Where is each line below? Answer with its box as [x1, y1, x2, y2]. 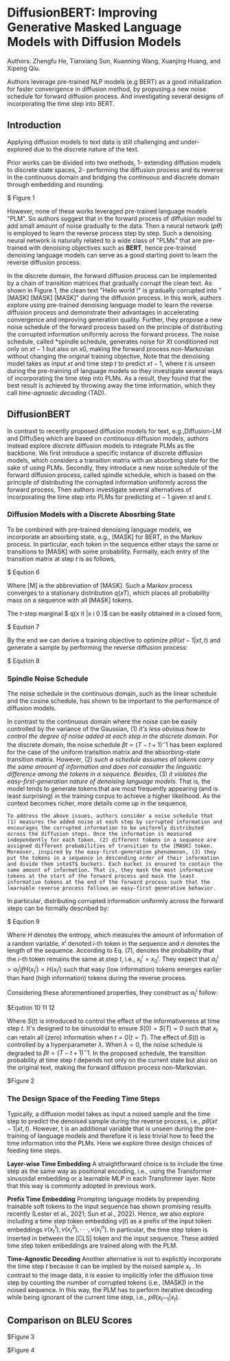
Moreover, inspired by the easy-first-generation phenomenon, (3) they [7, 848, 216, 855]
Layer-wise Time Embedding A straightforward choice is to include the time [7, 1159, 223, 1168]
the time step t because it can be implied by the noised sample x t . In [7, 1262, 201, 1272]
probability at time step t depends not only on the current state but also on [7, 1056, 218, 1064]
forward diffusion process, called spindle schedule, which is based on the [7, 470, 216, 479]
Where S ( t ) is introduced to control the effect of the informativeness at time [7, 1017, 220, 1025]
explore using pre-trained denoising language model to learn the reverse [7, 301, 213, 309]
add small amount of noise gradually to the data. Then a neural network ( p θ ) [7, 222, 223, 230]
